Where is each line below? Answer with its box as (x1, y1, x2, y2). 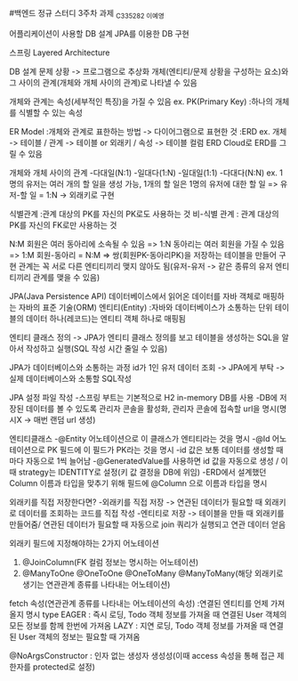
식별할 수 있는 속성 (18, 107, 83, 118)
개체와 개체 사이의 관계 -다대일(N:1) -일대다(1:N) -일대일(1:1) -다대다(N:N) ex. (9, 167, 278, 178)
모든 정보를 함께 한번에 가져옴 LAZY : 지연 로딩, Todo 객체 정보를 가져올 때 (9, 620, 268, 630)
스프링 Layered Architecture (9, 47, 110, 58)
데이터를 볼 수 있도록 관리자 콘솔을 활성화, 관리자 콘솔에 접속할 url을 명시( (25, 403, 280, 414)
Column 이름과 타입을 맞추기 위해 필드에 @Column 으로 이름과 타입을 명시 (9, 477, 268, 488)
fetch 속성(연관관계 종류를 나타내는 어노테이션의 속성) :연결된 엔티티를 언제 (9, 597, 269, 608)
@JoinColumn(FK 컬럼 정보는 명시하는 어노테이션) (21, 556, 199, 567)
